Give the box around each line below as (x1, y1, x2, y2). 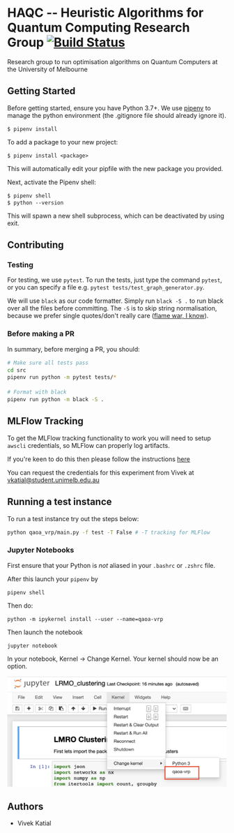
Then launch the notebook (7, 628, 83, 636)
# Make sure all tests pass (7, 359, 89, 366)
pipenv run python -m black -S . (7, 396, 104, 403)
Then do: (7, 601, 33, 610)
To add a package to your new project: (7, 137, 118, 146)
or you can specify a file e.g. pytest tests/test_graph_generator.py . (7, 283, 205, 292)
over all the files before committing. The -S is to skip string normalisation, (7, 304, 217, 313)
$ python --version (7, 199, 64, 207)
